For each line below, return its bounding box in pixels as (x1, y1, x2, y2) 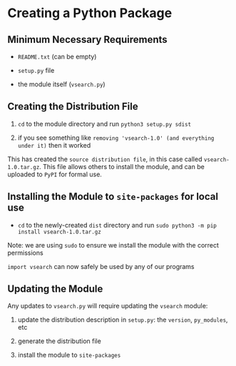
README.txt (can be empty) (17, 52, 97, 61)
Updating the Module (7, 283, 103, 295)
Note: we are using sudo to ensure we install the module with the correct (7, 240, 220, 249)
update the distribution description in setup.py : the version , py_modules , (17, 315, 228, 324)
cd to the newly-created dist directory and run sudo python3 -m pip (17, 220, 217, 229)
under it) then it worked (17, 141, 91, 149)
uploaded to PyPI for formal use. (7, 170, 102, 178)
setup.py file (17, 66, 55, 74)
